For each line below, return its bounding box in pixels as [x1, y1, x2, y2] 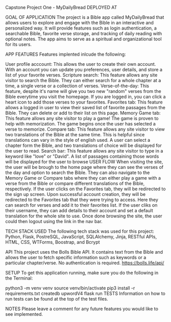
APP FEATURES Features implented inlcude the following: [5, 51, 126, 57]
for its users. [5, 41, 32, 47]
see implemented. [5, 311, 43, 317]
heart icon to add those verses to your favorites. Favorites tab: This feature [5, 99, 163, 105]
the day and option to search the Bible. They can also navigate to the [5, 169, 150, 176]
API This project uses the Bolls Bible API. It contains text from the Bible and [5, 249, 163, 255]
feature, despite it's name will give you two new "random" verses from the [5, 88, 162, 94]
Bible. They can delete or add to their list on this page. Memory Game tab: [5, 110, 161, 116]
